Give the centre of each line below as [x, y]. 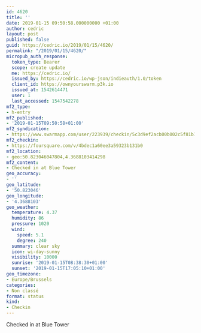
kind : [13, 302]
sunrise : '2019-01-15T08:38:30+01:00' [60, 263]
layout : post [22, 34]
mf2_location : [24, 151]
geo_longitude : [25, 196]
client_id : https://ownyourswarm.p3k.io [63, 85]
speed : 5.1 [31, 235]
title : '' [19, 17]
